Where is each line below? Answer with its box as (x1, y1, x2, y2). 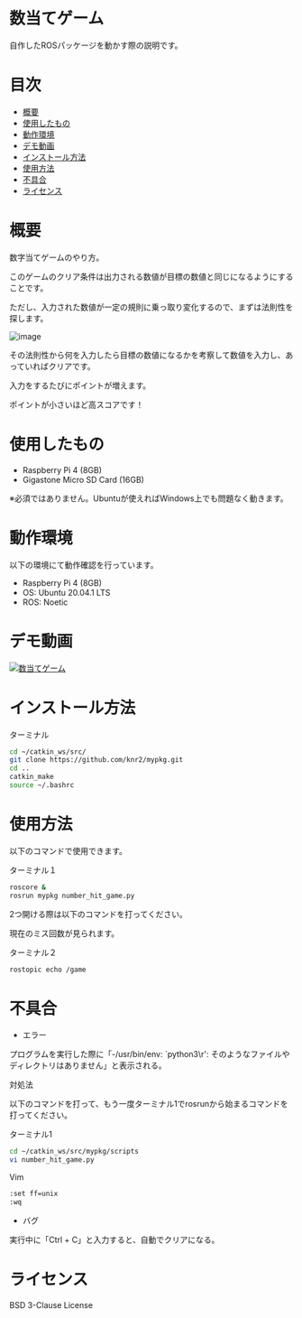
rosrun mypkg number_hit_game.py (9, 891, 135, 900)
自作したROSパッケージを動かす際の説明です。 (9, 40, 183, 51)
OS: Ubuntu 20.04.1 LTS (22, 587, 111, 598)
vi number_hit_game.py (9, 1156, 95, 1165)
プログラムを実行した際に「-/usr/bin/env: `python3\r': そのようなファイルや (9, 1049, 290, 1060)
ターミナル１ (9, 864, 57, 876)
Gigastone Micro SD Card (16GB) (22, 474, 144, 485)
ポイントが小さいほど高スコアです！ (9, 399, 144, 410)
